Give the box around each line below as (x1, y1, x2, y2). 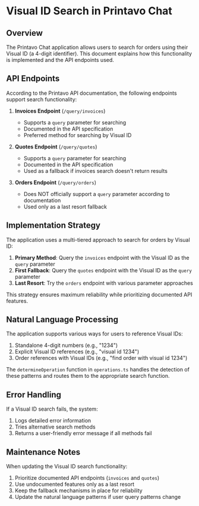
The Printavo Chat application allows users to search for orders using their (6, 44, 188, 51)
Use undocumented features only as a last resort (14, 481, 135, 488)
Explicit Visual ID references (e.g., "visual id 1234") (14, 348, 140, 355)
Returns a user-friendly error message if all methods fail (14, 430, 153, 437)
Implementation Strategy (6, 221, 101, 231)
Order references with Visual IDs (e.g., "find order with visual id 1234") (14, 355, 188, 362)
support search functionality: (6, 95, 77, 103)
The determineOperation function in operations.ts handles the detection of (6, 366, 190, 373)
